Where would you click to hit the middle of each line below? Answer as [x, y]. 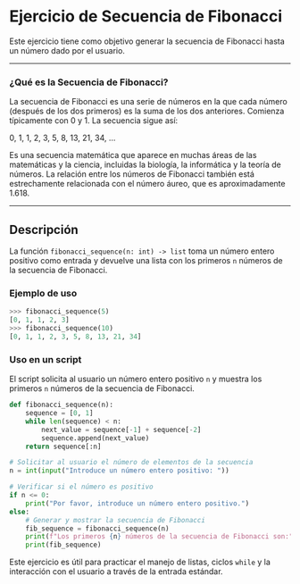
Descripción [44, 229]
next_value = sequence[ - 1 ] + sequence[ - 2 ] [121, 430]
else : [19, 512]
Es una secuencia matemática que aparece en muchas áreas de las [133, 155]
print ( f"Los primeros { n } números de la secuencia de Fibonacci [147, 537]
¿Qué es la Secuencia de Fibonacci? [89, 82]
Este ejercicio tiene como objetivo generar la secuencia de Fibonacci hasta [147, 41]
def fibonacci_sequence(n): [62, 405]
